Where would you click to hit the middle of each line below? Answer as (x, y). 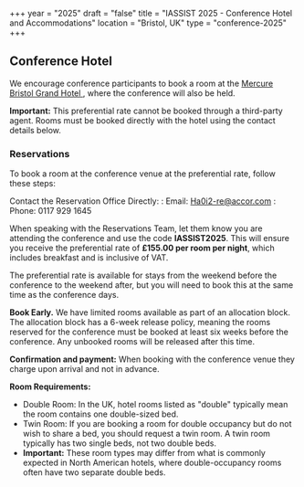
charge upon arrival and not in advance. (84, 369)
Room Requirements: (50, 386)
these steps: (33, 184)
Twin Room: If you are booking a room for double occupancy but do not (157, 424)
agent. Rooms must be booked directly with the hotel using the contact (142, 120)
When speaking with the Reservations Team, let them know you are (136, 228)
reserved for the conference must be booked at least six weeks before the (149, 332)
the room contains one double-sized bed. (100, 414)
